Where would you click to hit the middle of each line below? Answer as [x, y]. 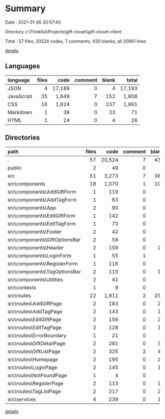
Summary [25, 9]
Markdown [20, 112]
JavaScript [20, 96]
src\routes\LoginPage [32, 367]
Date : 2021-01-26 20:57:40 [33, 22]
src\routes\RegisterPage [36, 383]
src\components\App [32, 208]
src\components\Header [36, 248]
